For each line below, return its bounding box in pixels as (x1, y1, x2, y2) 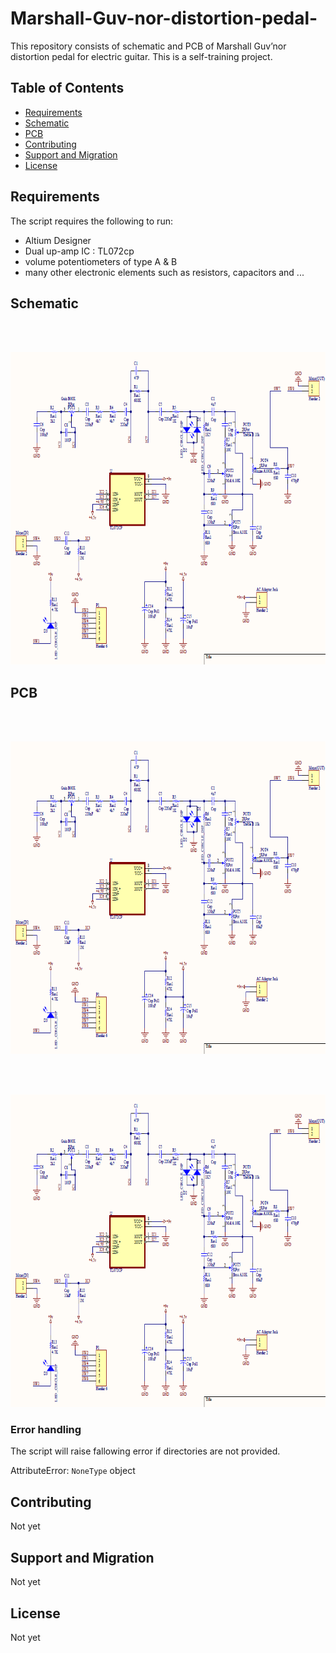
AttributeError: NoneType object (10, 1465, 136, 1477)
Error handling (10, 1423, 82, 1437)
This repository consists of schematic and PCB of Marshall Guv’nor (10, 40, 287, 52)
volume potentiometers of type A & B (24, 255, 178, 267)
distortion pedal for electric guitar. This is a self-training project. (10, 50, 273, 62)
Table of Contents (10, 80, 125, 97)
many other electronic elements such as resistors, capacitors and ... (24, 266, 305, 278)
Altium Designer (24, 234, 92, 246)
